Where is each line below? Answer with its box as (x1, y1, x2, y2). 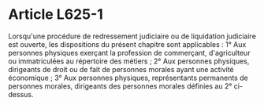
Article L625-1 (8, 5, 104, 24)
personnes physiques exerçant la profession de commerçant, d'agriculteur (8, 48, 251, 57)
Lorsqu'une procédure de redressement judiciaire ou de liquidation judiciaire (8, 31, 256, 41)
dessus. (8, 89, 34, 99)
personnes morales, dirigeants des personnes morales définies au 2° (8, 81, 232, 91)
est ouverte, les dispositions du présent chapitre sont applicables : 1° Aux (8, 39, 247, 49)
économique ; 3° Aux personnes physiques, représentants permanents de (8, 73, 248, 82)
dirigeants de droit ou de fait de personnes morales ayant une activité (8, 64, 234, 74)
